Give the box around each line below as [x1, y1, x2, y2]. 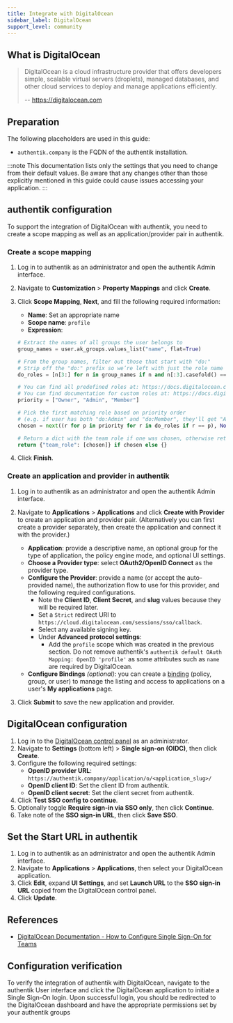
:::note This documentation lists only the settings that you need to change [7, 162, 218, 169]
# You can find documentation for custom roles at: [17, 390, 170, 397]
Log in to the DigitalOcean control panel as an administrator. [17, 737, 190, 745]
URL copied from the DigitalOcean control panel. [17, 886, 156, 895]
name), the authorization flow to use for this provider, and [54, 580, 220, 589]
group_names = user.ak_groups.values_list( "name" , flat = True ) [17, 346, 202, 353]
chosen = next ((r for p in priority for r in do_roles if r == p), [17, 422, 218, 429]
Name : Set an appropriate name [27, 311, 120, 319]
